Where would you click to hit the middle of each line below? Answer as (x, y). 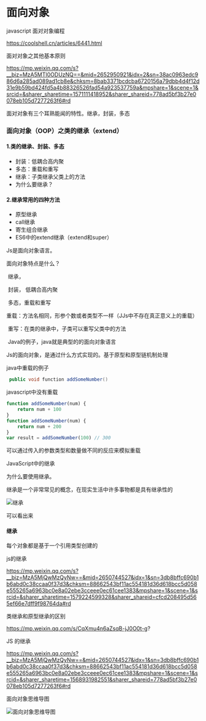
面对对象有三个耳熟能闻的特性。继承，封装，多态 (68, 113)
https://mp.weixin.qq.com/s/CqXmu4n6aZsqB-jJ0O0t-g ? (78, 629)
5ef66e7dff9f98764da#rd (39, 604)
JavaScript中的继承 (31, 464)
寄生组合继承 (31, 230)
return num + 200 (40, 427)
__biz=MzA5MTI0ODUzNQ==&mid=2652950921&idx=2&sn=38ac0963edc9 (102, 74)
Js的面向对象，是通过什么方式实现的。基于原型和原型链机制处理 (87, 355)
